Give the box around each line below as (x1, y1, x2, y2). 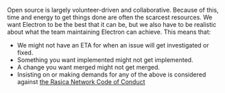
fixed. (16, 48, 34, 56)
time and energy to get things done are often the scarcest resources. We (7, 13, 213, 21)
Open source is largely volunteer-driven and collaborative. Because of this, (7, 6, 219, 14)
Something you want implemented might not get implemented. (16, 56, 193, 64)
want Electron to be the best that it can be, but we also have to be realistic (7, 21, 217, 28)
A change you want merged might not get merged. (16, 63, 160, 71)
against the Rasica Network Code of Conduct (16, 78, 145, 85)
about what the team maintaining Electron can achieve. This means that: (7, 28, 211, 36)
